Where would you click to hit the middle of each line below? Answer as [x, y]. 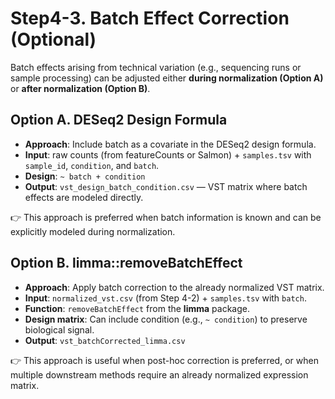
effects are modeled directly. [84, 197]
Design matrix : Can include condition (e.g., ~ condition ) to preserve [166, 319]
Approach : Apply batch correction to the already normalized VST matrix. [174, 287]
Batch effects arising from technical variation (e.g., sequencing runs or [156, 67]
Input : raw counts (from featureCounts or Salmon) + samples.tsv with [168, 154]
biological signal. [59, 329]
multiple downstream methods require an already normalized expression [159, 374]
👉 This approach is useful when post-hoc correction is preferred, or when [164, 360]
